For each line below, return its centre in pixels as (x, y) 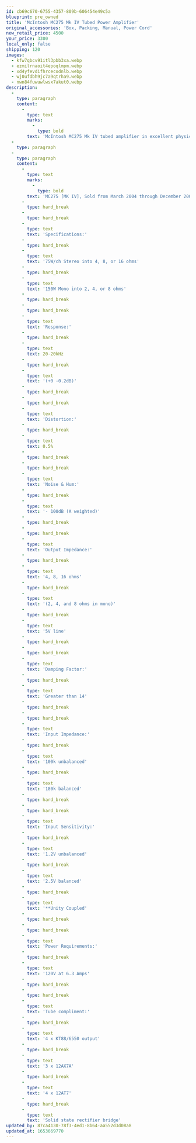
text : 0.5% (40, 446)
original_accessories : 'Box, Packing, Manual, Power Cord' (79, 28)
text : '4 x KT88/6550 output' (64, 1039)
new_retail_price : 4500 (35, 33)
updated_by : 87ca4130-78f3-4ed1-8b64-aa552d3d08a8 (69, 1126)
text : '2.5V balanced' (55, 881)
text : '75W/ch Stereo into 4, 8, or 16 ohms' (83, 262)
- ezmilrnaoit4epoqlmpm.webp (47, 66)
